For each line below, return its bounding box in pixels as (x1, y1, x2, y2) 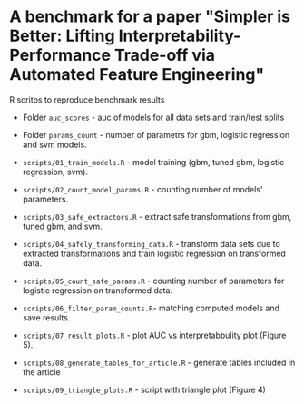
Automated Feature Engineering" (9, 64, 265, 85)
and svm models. (22, 139, 88, 150)
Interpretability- (118, 25, 241, 46)
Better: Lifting (9, 25, 115, 46)
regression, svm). (22, 166, 89, 177)
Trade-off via (113, 45, 216, 65)
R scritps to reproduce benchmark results (9, 94, 165, 105)
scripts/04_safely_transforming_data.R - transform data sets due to (22, 238, 281, 249)
